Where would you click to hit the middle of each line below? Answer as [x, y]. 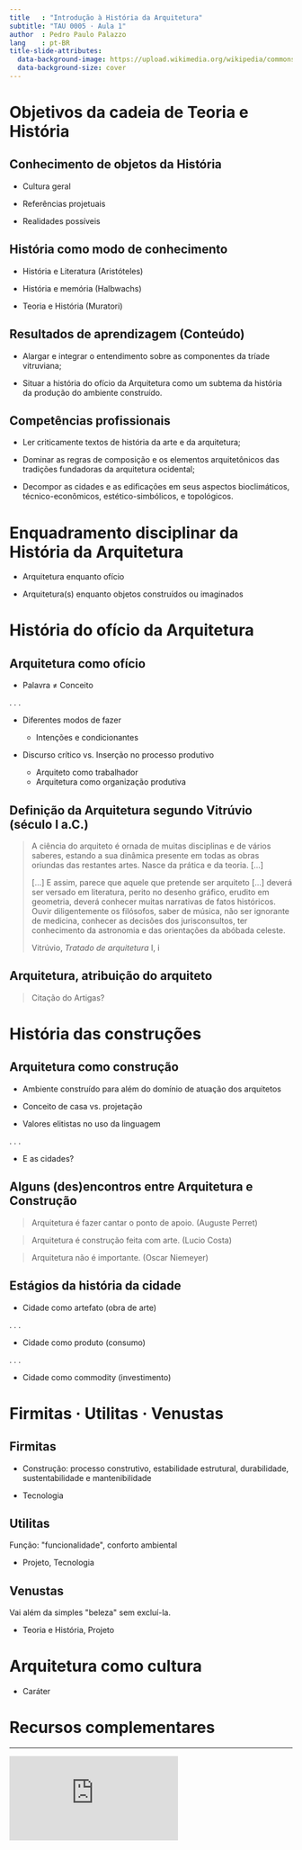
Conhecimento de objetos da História [115, 164]
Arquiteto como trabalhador [87, 772]
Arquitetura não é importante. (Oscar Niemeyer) [120, 1257]
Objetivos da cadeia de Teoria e [129, 112]
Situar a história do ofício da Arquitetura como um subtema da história [152, 382]
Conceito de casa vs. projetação [82, 1106]
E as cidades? [48, 1158]
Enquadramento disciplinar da [124, 533]
